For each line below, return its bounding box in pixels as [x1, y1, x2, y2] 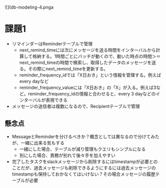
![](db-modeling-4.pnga [4, 4, 54, 10]
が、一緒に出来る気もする [11, 139, 65, 145]
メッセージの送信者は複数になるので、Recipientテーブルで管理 [11, 103, 140, 109]
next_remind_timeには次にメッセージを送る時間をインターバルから [19, 47, 157, 53]
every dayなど [19, 78, 49, 84]
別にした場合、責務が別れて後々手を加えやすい [19, 152, 116, 158]
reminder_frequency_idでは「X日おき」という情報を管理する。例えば [19, 72, 162, 78]
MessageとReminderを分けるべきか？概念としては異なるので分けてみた [11, 133, 160, 139]
